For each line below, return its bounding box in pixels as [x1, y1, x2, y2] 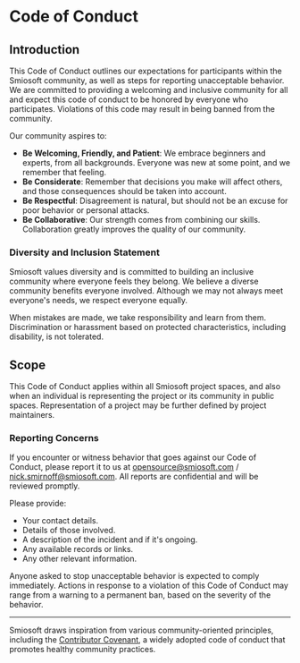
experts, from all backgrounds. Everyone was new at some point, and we [21, 157, 291, 167]
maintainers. [9, 410, 55, 421]
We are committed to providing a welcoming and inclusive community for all [9, 85, 288, 95]
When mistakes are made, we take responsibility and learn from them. [9, 312, 267, 323]
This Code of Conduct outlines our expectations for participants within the [9, 65, 283, 76]
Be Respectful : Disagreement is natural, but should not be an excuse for [21, 195, 288, 206]
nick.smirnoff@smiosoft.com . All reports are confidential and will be [9, 472, 259, 482]
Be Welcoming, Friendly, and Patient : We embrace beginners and [21, 148, 266, 158]
